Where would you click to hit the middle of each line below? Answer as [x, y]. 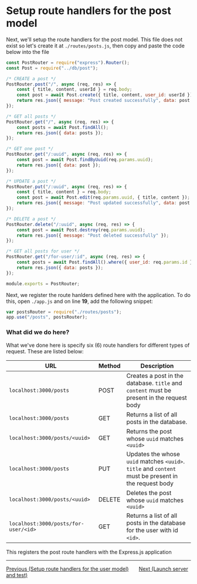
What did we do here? [38, 332]
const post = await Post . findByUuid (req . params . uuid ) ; [85, 160]
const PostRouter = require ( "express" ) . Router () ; [68, 63]
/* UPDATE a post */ [31, 181]
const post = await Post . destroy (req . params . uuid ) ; [81, 230]
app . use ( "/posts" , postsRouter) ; [47, 317]
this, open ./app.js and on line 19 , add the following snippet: [80, 301]
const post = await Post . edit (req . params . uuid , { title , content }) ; [103, 197]
